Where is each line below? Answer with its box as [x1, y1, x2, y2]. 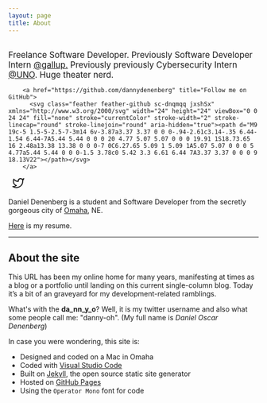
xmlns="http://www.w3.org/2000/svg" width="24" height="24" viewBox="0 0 [8, 107, 258, 115]
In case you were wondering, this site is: [8, 337, 141, 347]
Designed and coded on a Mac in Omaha [19, 352, 154, 362]
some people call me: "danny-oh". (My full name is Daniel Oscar [8, 313, 219, 323]
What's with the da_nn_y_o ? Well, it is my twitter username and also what [8, 304, 248, 314]
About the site [8, 251, 80, 265]
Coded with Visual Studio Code [19, 361, 122, 370]
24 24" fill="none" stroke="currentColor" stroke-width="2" [8, 114, 212, 122]
